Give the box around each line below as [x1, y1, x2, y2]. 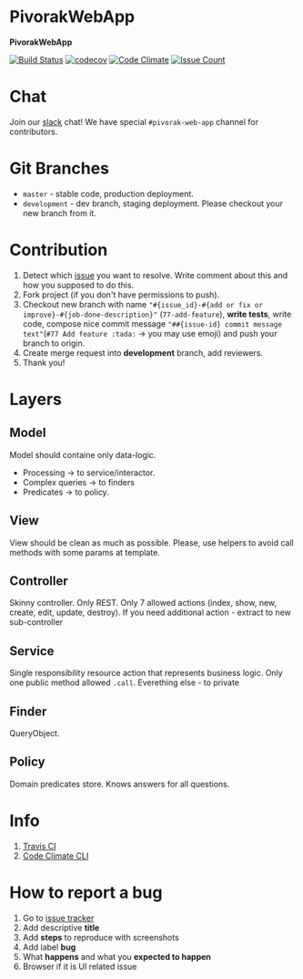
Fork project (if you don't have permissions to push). [22, 289, 220, 300]
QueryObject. [9, 728, 60, 738]
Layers [9, 389, 62, 410]
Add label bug [22, 942, 76, 953]
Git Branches [9, 158, 109, 179]
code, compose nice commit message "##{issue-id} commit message [22, 318, 282, 329]
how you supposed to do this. [22, 279, 135, 290]
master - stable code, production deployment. [22, 188, 194, 199]
